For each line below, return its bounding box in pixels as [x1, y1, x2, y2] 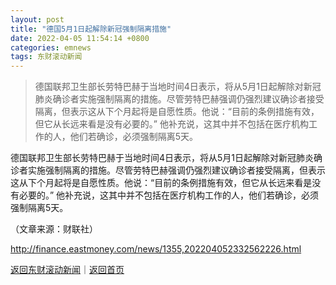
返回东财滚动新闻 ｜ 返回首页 [10, 264, 125, 276]
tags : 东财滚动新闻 [10, 52, 83, 62]
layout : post [10, 14, 65, 25]
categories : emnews [10, 42, 92, 53]
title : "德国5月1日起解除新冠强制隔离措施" [10, 24, 172, 34]
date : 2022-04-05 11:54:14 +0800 [10, 33, 150, 43]
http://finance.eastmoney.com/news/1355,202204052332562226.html [10, 243, 302, 255]
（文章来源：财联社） [10, 223, 98, 235]
